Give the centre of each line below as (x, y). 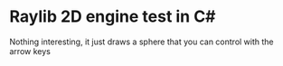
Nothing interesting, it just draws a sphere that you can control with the (141, 42)
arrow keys (30, 51)
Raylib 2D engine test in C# (113, 17)
